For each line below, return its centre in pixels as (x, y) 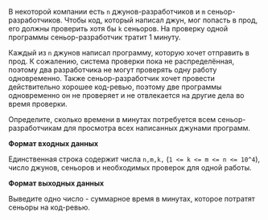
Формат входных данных (54, 143)
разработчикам (35, 128)
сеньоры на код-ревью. (49, 207)
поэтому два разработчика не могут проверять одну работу (113, 70)
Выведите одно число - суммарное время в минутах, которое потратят (132, 199)
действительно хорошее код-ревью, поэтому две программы (115, 87)
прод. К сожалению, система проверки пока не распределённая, (122, 61)
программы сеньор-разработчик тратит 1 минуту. (95, 37)
